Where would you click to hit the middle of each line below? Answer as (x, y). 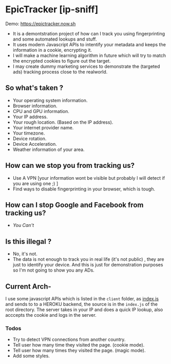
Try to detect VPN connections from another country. (69, 339)
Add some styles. (31, 356)
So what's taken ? (34, 88)
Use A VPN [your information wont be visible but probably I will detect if (89, 178)
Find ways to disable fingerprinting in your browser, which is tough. (84, 189)
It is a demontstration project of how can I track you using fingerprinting (89, 33)
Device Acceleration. (35, 144)
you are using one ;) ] (35, 183)
